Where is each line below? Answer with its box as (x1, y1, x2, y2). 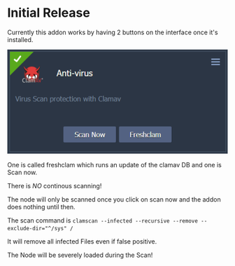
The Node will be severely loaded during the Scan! (7, 251, 153, 259)
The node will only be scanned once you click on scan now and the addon (7, 195, 222, 204)
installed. (7, 35, 34, 43)
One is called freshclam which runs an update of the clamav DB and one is (7, 160, 222, 169)
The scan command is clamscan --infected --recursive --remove (7, 216, 198, 225)
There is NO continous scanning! (7, 181, 102, 190)
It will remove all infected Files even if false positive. (7, 237, 157, 246)
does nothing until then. (7, 202, 76, 211)
